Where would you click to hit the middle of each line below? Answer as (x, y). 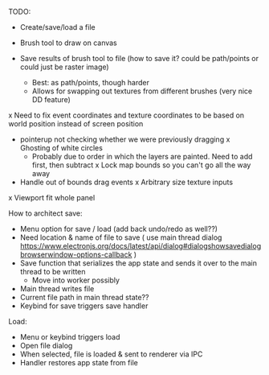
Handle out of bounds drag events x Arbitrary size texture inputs (126, 182)
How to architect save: (45, 213)
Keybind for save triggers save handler (84, 306)
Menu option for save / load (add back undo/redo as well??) (119, 229)
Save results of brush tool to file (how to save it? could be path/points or (139, 58)
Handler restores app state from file (79, 363)
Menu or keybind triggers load (70, 337)
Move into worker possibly (76, 280)
